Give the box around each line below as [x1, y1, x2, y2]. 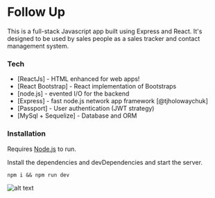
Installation [7, 129, 46, 138]
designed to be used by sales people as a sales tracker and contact [7, 34, 200, 42]
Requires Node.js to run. [7, 145, 76, 153]
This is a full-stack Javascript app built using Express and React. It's [7, 27, 203, 35]
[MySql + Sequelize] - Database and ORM [17, 111, 137, 120]
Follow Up [7, 4, 66, 20]
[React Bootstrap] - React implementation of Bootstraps [17, 82, 177, 91]
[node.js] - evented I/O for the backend [17, 89, 130, 98]
